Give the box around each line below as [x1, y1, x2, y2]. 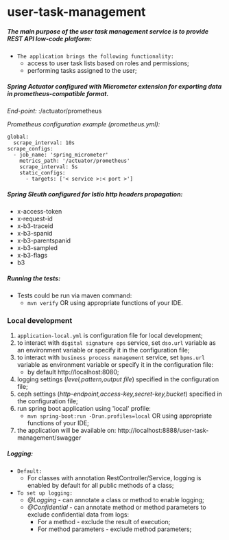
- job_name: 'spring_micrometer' [13, 152, 109, 159]
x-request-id [16, 214, 53, 223]
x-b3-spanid [16, 229, 53, 238]
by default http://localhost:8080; [27, 368, 119, 376]
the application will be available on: [16, 427, 117, 435]
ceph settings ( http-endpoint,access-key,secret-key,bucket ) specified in [16, 390, 223, 398]
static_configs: [19, 170, 67, 177]
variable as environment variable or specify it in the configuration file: [16, 361, 214, 369]
